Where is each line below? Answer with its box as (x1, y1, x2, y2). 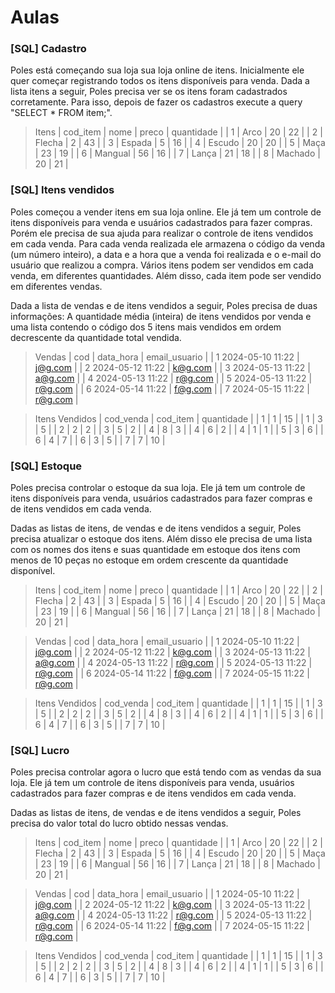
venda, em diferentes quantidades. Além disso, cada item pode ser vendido (10, 269, 322, 281)
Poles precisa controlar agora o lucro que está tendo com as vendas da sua (10, 766, 322, 778)
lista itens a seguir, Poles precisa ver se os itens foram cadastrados (10, 86, 288, 98)
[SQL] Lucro (10, 744, 70, 757)
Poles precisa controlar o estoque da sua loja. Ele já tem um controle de (10, 482, 306, 494)
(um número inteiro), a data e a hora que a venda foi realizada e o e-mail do (10, 248, 322, 260)
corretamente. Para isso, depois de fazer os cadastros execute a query (10, 96, 303, 108)
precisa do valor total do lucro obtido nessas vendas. (10, 817, 229, 830)
